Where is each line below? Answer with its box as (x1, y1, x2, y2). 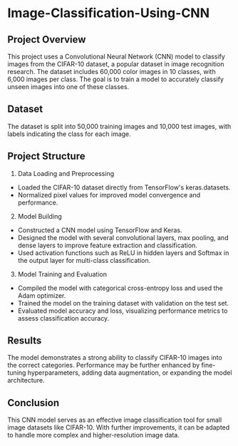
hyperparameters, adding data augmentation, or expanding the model (27, 368, 232, 377)
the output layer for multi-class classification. (17, 256, 151, 264)
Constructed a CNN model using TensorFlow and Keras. (17, 226, 183, 234)
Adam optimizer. (17, 291, 66, 300)
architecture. (7, 376, 45, 385)
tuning (7, 368, 26, 377)
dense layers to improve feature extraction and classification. (17, 241, 197, 249)
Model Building (17, 212, 62, 220)
